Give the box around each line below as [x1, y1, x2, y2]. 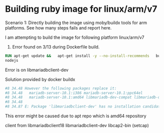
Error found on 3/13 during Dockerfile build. [12, 44, 100, 50]
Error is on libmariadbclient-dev [5, 67, 69, 73]
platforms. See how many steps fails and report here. [5, 25, 112, 30]
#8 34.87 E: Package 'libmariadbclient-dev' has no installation [5, 104, 141, 109]
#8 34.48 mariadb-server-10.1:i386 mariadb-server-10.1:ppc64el [5, 90, 143, 95]
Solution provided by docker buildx [5, 76, 76, 82]
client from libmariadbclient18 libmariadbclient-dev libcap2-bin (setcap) [5, 123, 149, 129]
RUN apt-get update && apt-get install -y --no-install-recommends [5, 53, 150, 58]
